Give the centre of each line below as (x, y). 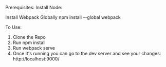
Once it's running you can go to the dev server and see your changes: (87, 53)
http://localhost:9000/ (36, 59)
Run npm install (29, 42)
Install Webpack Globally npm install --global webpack (63, 17)
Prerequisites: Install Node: (34, 7)
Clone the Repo (29, 37)
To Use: (14, 27)
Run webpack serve (34, 48)
